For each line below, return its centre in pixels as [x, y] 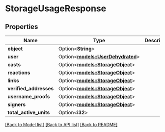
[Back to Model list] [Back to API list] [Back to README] [61, 125]
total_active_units [29, 112]
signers [17, 105]
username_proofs [29, 96]
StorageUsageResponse [56, 9]
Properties [22, 27]
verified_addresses [31, 89]
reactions [19, 73]
